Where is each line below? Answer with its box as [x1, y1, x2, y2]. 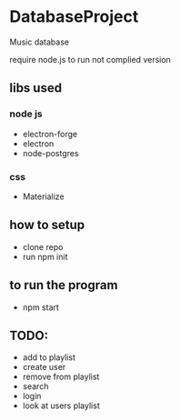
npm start [22, 302, 59, 313]
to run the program [9, 277, 118, 293]
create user [22, 362, 66, 373]
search [22, 381, 49, 392]
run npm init [22, 251, 68, 262]
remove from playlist [22, 371, 100, 383]
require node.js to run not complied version [9, 54, 171, 65]
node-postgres [22, 147, 79, 158]
